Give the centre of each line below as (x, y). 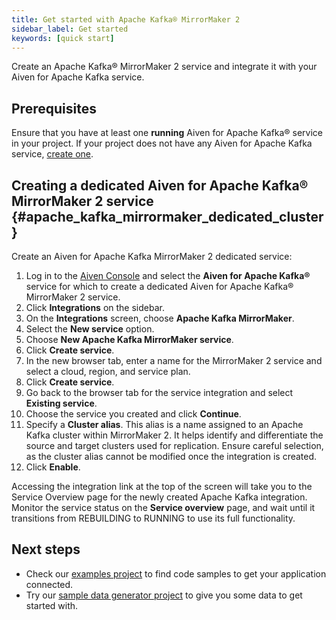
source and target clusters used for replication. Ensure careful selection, (174, 445)
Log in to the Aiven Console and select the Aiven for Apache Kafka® (168, 275)
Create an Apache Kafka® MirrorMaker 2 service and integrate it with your (164, 67)
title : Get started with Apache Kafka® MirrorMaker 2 (126, 19)
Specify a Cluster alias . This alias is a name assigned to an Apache (164, 424)
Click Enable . (53, 467)
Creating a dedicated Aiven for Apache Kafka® (160, 185)
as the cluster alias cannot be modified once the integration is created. (171, 456)
